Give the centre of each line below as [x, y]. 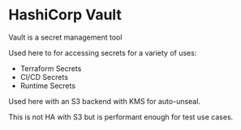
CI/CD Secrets [44, 77]
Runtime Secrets [47, 86]
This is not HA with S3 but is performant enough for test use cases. [121, 117]
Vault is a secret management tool [65, 37]
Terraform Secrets [51, 68]
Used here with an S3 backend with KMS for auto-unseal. [105, 101]
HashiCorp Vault [65, 15]
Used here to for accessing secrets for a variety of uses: [103, 52]
